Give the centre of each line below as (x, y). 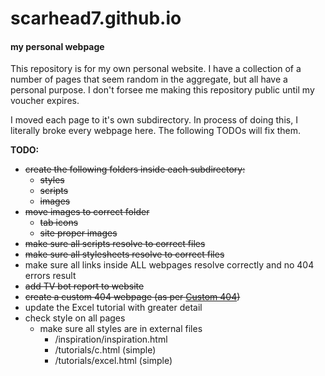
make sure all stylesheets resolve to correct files (124, 254)
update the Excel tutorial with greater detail (113, 308)
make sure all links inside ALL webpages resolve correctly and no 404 (169, 265)
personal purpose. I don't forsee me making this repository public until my (162, 90)
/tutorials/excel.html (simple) (113, 361)
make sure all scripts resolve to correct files (115, 244)
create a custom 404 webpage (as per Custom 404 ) (132, 297)
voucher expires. (45, 101)
